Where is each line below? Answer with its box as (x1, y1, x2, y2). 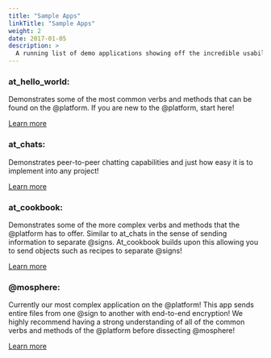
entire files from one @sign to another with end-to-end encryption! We (8, 309, 244, 318)
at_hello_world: (8, 76, 70, 87)
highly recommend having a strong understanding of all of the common (8, 317, 245, 327)
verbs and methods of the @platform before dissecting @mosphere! (8, 326, 236, 335)
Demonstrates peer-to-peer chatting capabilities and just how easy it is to (8, 157, 253, 166)
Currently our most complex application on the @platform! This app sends (8, 300, 254, 310)
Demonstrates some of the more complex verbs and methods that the (8, 220, 240, 230)
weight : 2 (8, 27, 42, 35)
